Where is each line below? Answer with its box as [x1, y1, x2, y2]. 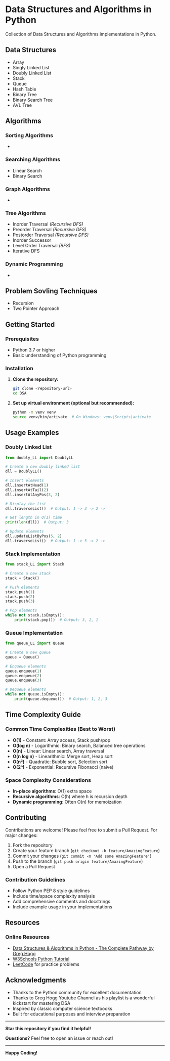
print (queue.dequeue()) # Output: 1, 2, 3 [14, 696, 108, 701]
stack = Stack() [5, 576, 39, 581]
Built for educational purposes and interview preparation [12, 1010, 131, 1017]
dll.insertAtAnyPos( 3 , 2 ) [5, 492, 60, 497]
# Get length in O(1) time [5, 515, 62, 520]
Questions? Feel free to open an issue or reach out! [5, 1035, 113, 1041]
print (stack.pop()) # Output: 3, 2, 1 [14, 617, 99, 623]
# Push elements [5, 585, 39, 590]
